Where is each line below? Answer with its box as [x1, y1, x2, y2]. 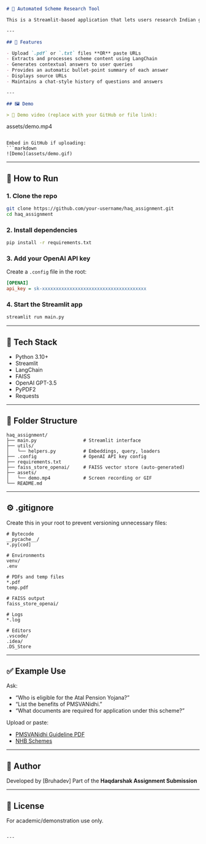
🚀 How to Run [6, 173, 59, 183]
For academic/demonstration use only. [6, 817, 104, 824]
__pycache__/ [6, 536, 40, 542]
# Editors [6, 627, 32, 634]
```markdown [6, 145, 37, 152]
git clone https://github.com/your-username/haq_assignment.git [6, 205, 174, 212]
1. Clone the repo [6, 191, 58, 200]
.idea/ [6, 638, 23, 644]
